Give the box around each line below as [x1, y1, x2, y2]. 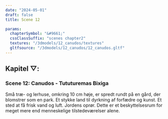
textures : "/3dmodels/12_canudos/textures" [10, 41, 104, 46]
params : [5, 26, 22, 31]
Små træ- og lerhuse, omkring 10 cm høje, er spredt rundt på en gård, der [5, 91, 161, 97]
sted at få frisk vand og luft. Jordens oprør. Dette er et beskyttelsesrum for [5, 102, 163, 108]
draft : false [5, 12, 33, 17]
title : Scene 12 [5, 17, 40, 22]
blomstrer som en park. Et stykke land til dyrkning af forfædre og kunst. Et [5, 97, 162, 103]
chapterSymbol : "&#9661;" [10, 31, 66, 36]
